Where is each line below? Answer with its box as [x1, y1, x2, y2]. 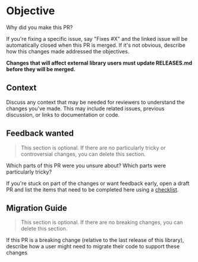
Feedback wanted [6, 129, 74, 139]
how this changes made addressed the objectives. [6, 47, 130, 55]
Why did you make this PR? [6, 24, 73, 31]
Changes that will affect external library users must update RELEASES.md [6, 59, 193, 66]
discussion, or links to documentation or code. [6, 111, 120, 118]
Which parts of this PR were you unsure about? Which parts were [6, 162, 166, 169]
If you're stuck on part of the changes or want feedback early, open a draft [6, 180, 190, 187]
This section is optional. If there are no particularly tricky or [20, 144, 166, 151]
